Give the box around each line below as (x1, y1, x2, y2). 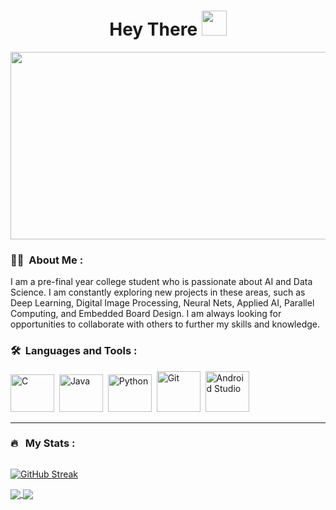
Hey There (109, 18, 198, 41)
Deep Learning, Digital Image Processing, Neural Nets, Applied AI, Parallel (10, 297, 315, 309)
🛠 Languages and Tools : (10, 344, 138, 358)
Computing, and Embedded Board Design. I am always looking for (10, 308, 282, 320)
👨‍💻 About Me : (10, 253, 84, 267)
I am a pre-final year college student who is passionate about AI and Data (10, 276, 313, 288)
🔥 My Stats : (10, 436, 76, 450)
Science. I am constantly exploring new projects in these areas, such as (10, 286, 306, 299)
